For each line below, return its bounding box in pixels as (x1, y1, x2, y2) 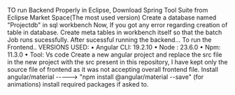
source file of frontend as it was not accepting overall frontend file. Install (7, 66, 219, 73)
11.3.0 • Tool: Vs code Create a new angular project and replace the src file (7, 50, 222, 59)
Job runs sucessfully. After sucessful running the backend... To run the (7, 36, 212, 44)
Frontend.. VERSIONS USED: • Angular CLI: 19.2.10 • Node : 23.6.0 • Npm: (7, 43, 221, 51)
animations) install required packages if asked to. (7, 80, 149, 88)
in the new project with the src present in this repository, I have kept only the (7, 58, 228, 66)
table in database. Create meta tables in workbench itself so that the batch (7, 28, 222, 36)
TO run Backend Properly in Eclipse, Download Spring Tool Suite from (7, 6, 208, 14)
